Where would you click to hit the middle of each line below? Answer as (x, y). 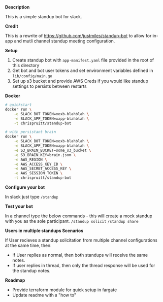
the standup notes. (31, 271)
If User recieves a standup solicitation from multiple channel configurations (81, 240)
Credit (12, 26)
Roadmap (15, 280)
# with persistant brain (31, 132)
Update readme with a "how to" (44, 295)
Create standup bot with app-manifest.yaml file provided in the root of (83, 60)
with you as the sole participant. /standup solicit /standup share (72, 221)
